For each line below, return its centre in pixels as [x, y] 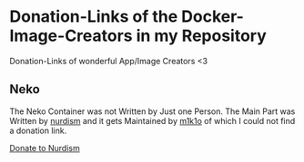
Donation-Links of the [94, 17]
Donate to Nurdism [45, 148]
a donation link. [38, 130]
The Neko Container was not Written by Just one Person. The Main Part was [152, 111]
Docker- [213, 17]
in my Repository [201, 36]
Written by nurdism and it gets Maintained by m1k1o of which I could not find [152, 120]
